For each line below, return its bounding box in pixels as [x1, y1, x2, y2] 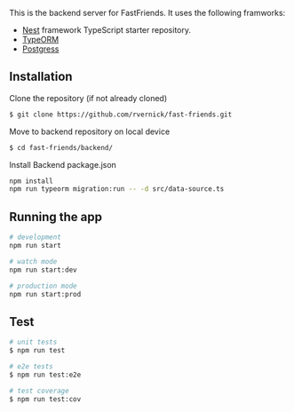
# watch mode [9, 257, 58, 265]
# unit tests [9, 337, 58, 347]
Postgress [21, 44, 60, 54]
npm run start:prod [9, 289, 82, 298]
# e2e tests [9, 361, 53, 371]
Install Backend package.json [9, 159, 117, 170]
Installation [9, 69, 73, 84]
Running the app [9, 209, 102, 225]
